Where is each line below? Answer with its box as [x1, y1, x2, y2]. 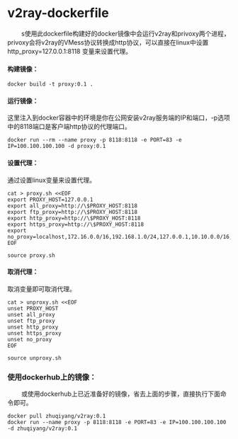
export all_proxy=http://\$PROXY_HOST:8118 [7, 202, 138, 210]
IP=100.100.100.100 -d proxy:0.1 [7, 143, 106, 150]
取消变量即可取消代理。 [7, 285, 76, 293]
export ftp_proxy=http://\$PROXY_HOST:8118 [7, 208, 138, 215]
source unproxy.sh [7, 354, 62, 362]
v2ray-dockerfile [7, 5, 109, 21]
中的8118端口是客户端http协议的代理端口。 [7, 122, 131, 131]
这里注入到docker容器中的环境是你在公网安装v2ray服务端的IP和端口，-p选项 [7, 113, 230, 122]
